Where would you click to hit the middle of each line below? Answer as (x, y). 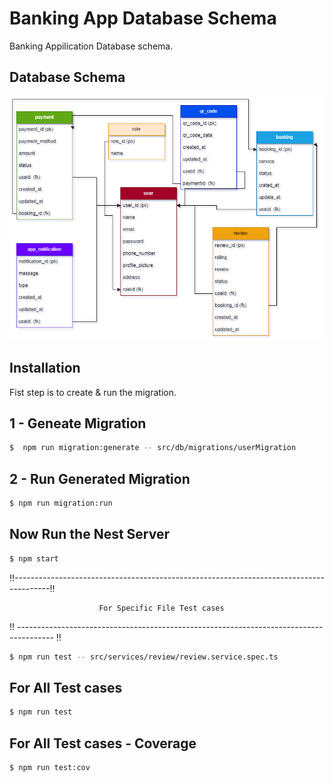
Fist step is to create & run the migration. (93, 392)
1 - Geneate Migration (78, 423)
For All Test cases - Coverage (103, 743)
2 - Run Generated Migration (100, 478)
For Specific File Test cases (161, 608)
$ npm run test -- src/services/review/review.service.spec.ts (144, 657)
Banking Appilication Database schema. (91, 46)
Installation (45, 368)
